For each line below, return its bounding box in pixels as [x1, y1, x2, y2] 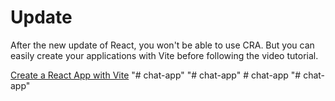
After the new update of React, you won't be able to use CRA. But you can [10, 39, 315, 51]
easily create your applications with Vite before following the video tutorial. [10, 49, 319, 61]
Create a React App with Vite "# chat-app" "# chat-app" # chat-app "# [10, 69, 302, 81]
